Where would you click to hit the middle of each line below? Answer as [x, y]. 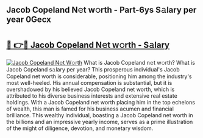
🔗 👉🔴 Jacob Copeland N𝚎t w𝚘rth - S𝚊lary [88, 45]
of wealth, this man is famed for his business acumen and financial [90, 109]
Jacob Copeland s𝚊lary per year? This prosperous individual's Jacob [93, 69]
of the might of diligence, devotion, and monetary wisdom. [80, 128]
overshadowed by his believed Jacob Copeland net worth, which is [91, 89]
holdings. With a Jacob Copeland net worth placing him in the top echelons [101, 102]
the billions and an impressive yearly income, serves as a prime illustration [100, 122]
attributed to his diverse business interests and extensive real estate [92, 96]
